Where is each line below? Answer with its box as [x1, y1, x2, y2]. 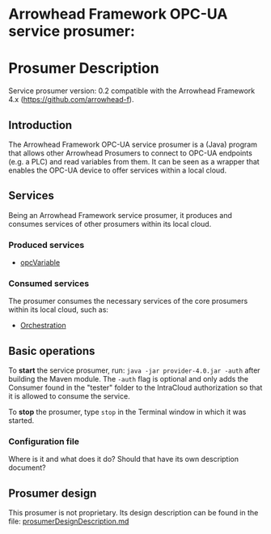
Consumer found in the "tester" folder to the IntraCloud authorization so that [8, 382, 263, 393]
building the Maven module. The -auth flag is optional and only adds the [8, 374, 249, 384]
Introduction [8, 118, 73, 132]
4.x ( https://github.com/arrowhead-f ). [8, 95, 134, 105]
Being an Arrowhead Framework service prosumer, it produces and [8, 210, 232, 220]
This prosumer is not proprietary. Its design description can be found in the [8, 508, 259, 518]
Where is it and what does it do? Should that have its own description [8, 455, 239, 464]
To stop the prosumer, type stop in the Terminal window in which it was [8, 407, 247, 417]
